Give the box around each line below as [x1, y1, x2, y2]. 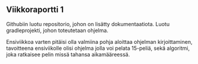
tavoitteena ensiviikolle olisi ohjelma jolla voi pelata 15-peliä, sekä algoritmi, [6, 44, 190, 52]
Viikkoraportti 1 [6, 5, 64, 15]
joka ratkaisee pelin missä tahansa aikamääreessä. [6, 50, 130, 58]
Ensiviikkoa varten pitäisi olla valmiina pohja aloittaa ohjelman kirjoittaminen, [6, 38, 193, 45]
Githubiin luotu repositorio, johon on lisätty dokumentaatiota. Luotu [6, 20, 170, 27]
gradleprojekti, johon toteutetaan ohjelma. [6, 27, 109, 34]
